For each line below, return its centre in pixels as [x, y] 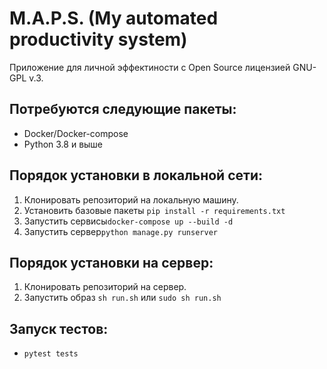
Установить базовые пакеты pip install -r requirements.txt [154, 210]
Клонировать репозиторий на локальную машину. [131, 199]
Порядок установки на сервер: [111, 262]
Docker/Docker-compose [76, 133]
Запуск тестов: [59, 328]
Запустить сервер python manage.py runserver [120, 231]
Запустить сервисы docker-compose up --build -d [128, 221]
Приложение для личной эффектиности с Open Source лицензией [150, 67]
